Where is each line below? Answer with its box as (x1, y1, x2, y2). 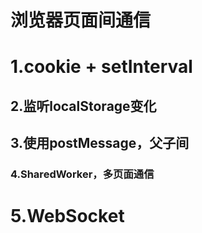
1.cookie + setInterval (10, 56, 193, 78)
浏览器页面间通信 (10, 9, 152, 32)
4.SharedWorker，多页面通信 (10, 167, 155, 181)
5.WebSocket (10, 205, 125, 228)
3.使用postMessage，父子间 (10, 135, 190, 152)
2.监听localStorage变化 (10, 97, 157, 115)
